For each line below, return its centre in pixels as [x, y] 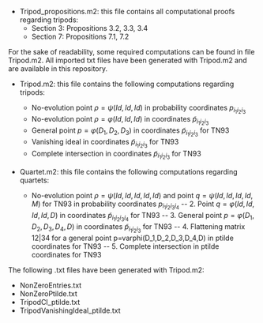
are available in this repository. [58, 69]
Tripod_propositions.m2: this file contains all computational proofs [127, 11]
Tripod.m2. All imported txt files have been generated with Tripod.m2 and [128, 60]
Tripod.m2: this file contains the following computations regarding [127, 84]
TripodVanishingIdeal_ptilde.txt [70, 310]
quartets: [34, 180]
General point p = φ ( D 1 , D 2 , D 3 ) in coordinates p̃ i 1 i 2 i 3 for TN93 [130, 132]
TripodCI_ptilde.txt [50, 302]
